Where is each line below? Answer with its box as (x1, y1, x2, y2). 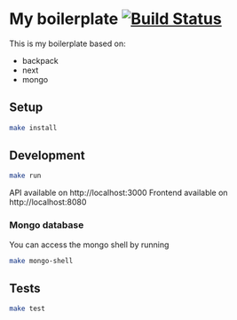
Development (9, 148, 86, 163)
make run (9, 171, 42, 181)
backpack (21, 55, 59, 66)
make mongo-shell (9, 256, 74, 265)
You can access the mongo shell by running (9, 239, 170, 250)
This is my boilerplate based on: (9, 38, 126, 49)
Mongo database (9, 219, 84, 231)
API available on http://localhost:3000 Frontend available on (9, 187, 228, 199)
